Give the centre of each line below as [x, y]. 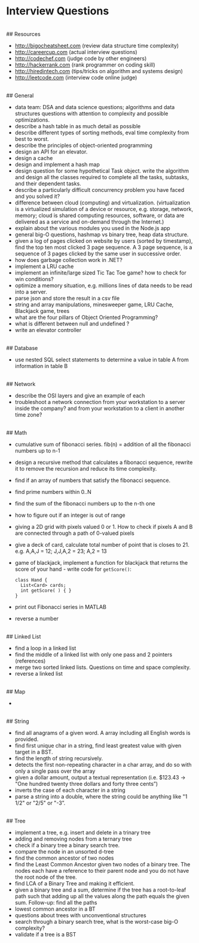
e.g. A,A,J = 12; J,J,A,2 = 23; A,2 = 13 [61, 551]
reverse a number [36, 618]
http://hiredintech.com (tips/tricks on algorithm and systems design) [99, 71]
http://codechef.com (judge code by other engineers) [81, 58]
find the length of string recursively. [59, 758]
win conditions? [34, 279]
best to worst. [32, 138]
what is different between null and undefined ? [72, 323]
